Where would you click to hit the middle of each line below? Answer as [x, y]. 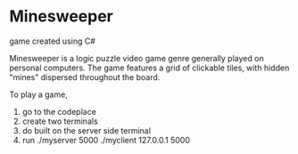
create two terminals [60, 121]
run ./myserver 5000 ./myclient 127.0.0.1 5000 [106, 140]
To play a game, [39, 94]
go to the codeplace [59, 111]
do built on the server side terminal [87, 130]
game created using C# [53, 41]
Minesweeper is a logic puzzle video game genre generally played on [137, 58]
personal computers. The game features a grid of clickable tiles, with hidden [149, 68]
